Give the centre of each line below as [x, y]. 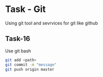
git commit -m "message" [31, 64]
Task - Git [26, 9]
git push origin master [30, 69]
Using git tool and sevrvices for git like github [51, 23]
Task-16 [18, 39]
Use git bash [18, 50]
